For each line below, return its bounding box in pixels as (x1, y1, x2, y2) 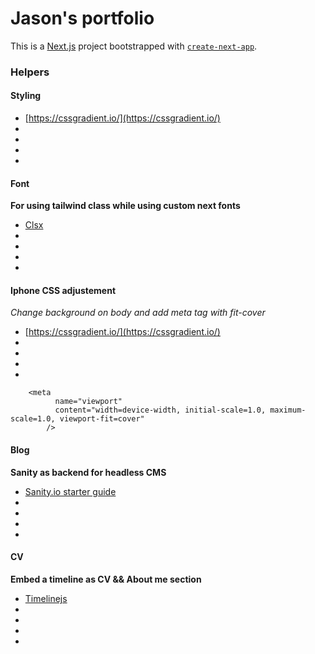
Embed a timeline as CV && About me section (10, 573, 202, 585)
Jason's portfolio (10, 7, 155, 30)
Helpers (10, 65, 50, 79)
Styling (10, 90, 42, 102)
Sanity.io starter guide (24, 485, 117, 497)
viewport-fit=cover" (59, 414, 145, 424)
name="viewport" (54, 397, 123, 407)
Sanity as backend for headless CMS (10, 466, 167, 478)
